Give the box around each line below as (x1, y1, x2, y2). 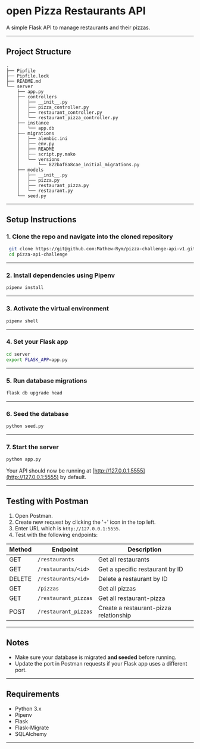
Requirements (6, 689, 60, 700)
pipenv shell (6, 318, 39, 324)
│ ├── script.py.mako (17, 151, 76, 157)
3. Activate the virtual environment (6, 304, 109, 313)
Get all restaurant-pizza (98, 594, 165, 602)
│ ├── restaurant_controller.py (17, 109, 102, 116)
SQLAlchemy (14, 730, 47, 737)
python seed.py (6, 423, 44, 430)
